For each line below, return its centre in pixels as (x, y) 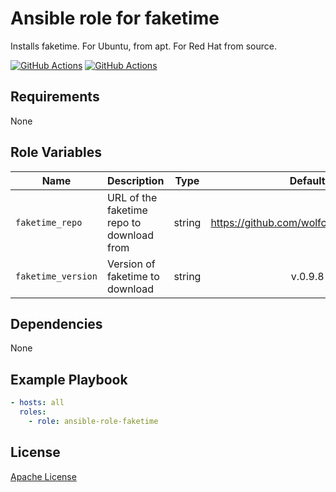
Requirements (55, 97)
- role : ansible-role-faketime (93, 421)
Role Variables (56, 152)
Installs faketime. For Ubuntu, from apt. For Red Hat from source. (143, 46)
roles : (33, 412)
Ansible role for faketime (115, 18)
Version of (131, 264)
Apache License (43, 476)
